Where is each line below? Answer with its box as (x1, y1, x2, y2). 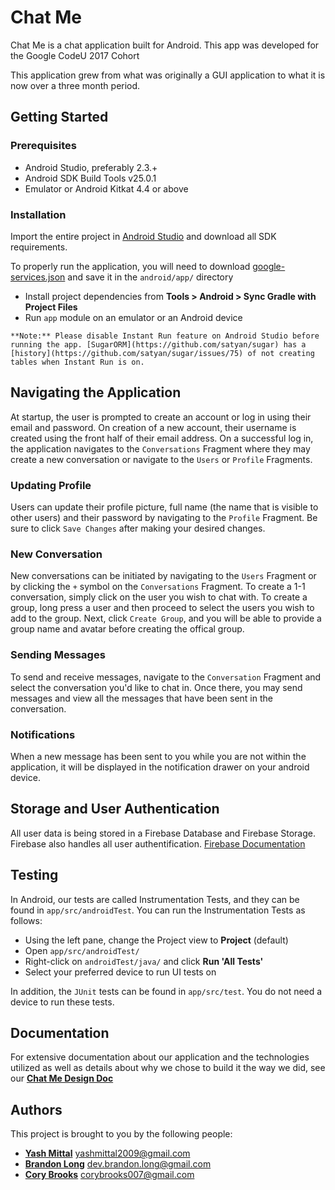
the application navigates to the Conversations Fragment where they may (10, 442, 311, 455)
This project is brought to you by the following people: (10, 1128, 233, 1140)
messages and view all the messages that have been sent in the (10, 692, 273, 704)
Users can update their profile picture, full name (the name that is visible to (10, 501, 319, 513)
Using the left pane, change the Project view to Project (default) (24, 934, 289, 946)
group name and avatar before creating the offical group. (10, 623, 245, 635)
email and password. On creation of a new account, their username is (10, 421, 297, 433)
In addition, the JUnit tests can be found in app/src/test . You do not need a (10, 985, 323, 997)
